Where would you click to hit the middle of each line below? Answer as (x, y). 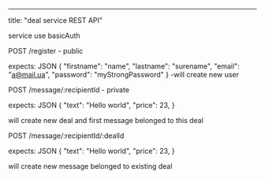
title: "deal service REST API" (56, 20)
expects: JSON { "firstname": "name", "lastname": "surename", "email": (124, 66)
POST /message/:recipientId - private (69, 90)
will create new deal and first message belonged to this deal (106, 120)
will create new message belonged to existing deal (90, 166)
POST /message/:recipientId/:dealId (66, 136)
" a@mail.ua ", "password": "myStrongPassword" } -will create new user (123, 75)
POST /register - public (46, 51)
